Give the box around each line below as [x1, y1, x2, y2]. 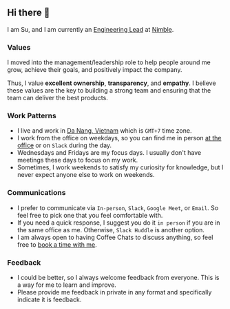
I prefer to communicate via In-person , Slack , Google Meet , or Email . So [17, 203, 219, 212]
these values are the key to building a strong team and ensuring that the [7, 86, 211, 95]
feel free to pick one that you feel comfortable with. [17, 211, 163, 219]
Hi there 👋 [7, 7, 50, 19]
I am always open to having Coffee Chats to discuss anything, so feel [17, 233, 213, 241]
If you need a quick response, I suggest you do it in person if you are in [17, 218, 220, 227]
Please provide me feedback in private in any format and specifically [17, 288, 212, 296]
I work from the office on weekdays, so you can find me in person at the [17, 134, 222, 142]
